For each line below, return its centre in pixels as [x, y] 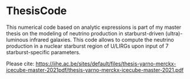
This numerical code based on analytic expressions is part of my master [94, 27]
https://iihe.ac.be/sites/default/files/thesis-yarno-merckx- [106, 64]
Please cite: [20, 64]
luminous [17, 39]
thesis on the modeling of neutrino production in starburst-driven [85, 33]
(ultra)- [174, 33]
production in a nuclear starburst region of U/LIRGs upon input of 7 [87, 46]
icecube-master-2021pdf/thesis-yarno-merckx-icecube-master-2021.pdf [95, 70]
